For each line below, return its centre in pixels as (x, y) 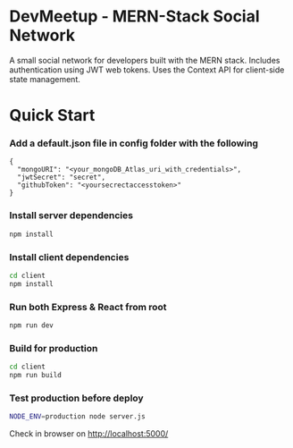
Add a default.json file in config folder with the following (134, 143)
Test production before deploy (77, 398)
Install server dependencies (71, 216)
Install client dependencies (69, 257)
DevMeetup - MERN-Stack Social (135, 17)
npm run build (36, 375)
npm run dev (31, 325)
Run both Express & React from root (88, 307)
